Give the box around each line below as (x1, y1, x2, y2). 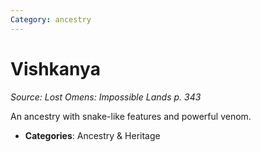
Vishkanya (10, 57, 101, 80)
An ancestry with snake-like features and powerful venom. (10, 110, 252, 122)
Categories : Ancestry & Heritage (24, 129, 161, 141)
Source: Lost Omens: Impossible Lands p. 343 (10, 91, 202, 103)
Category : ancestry (10, 14, 92, 25)
